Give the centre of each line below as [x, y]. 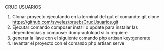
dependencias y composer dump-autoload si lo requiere [70, 32]
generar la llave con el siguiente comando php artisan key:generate [81, 38]
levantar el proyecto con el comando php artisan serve [68, 43]
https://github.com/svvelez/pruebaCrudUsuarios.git [65, 22]
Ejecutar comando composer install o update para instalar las [75, 27]
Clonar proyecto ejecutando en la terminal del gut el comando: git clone [86, 17]
